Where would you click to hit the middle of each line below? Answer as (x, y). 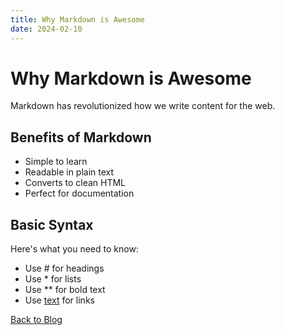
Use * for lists (53, 279)
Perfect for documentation (79, 193)
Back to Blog (36, 320)
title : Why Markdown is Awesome (77, 19)
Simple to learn (56, 162)
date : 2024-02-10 (46, 29)
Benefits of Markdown (81, 137)
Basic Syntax (52, 224)
